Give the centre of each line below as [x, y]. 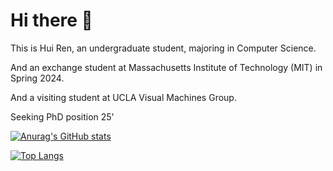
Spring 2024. [37, 78]
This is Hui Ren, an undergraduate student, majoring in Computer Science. [163, 48]
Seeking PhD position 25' [62, 116]
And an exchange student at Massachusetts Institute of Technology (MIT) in [166, 67]
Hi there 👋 [51, 20]
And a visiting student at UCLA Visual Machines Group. [123, 97]
